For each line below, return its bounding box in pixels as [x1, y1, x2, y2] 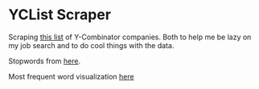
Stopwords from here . [8, 56, 81, 66]
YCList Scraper [8, 6, 111, 24]
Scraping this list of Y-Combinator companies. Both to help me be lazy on [8, 32, 252, 42]
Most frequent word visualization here [8, 71, 134, 81]
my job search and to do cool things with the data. [8, 40, 175, 50]
